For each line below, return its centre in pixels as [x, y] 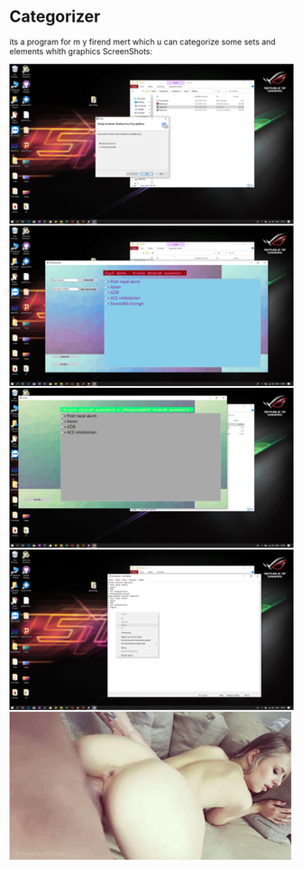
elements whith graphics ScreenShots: [81, 51]
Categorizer [55, 17]
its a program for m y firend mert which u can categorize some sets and [143, 42]
